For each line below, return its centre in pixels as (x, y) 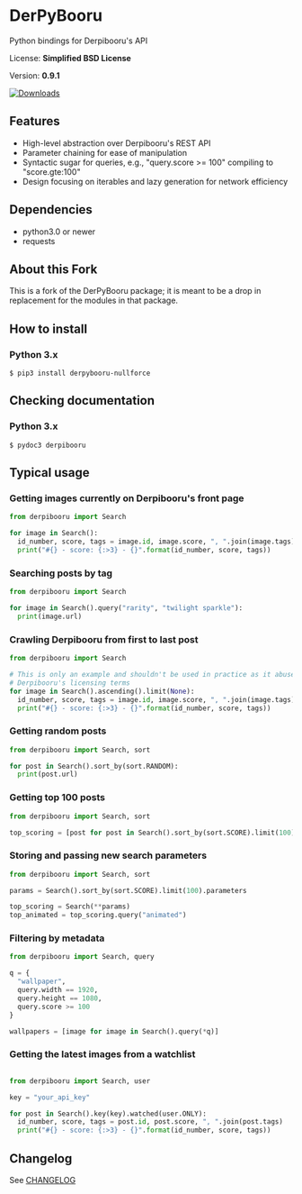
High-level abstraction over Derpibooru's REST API (116, 143)
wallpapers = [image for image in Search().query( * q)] (114, 1031)
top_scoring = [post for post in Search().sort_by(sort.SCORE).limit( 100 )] (154, 833)
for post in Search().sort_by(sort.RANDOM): (94, 766)
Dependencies (51, 210)
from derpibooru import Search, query (82, 957)
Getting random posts (58, 731)
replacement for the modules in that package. (93, 301)
